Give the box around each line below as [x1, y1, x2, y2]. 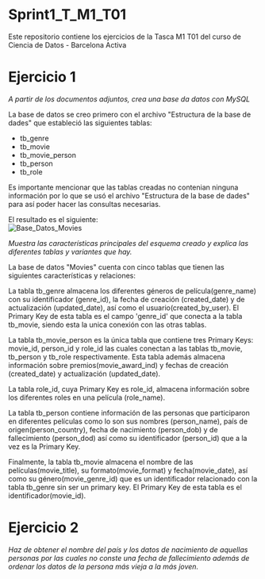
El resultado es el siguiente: [8, 214, 98, 224]
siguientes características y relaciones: [8, 270, 136, 280]
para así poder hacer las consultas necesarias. [8, 199, 161, 209]
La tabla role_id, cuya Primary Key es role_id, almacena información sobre [8, 384, 250, 393]
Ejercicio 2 [8, 519, 79, 537]
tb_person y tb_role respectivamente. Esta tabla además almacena [8, 351, 226, 362]
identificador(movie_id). [8, 490, 86, 500]
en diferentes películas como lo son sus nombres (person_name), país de [8, 416, 248, 426]
